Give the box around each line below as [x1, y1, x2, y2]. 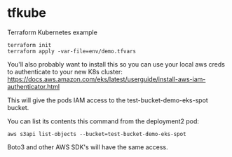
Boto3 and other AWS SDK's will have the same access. [7, 142, 168, 151]
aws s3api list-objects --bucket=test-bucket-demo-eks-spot [7, 130, 187, 137]
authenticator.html [7, 82, 60, 90]
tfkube [7, 5, 47, 21]
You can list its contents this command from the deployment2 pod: [7, 117, 200, 125]
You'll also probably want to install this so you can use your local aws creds [7, 60, 226, 68]
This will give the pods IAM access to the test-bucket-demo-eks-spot [7, 96, 208, 104]
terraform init [7, 41, 52, 48]
